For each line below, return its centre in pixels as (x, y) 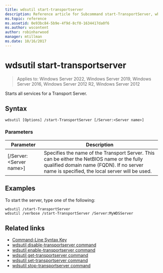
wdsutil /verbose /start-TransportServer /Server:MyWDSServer (69, 213)
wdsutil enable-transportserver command (54, 250)
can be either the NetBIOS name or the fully (93, 159)
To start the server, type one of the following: (50, 200)
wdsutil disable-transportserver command (54, 245)
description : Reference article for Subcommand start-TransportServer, (79, 14)
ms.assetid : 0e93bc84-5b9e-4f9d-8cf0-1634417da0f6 (57, 23)
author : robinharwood (27, 32)
